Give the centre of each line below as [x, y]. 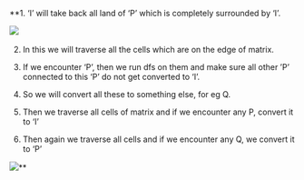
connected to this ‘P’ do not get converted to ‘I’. [111, 77]
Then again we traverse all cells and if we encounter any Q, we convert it [158, 139]
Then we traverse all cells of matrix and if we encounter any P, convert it [158, 112]
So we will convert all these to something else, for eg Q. [127, 94]
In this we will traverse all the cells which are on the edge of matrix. [148, 50]
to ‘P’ [32, 149]
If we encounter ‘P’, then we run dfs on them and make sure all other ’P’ [156, 67]
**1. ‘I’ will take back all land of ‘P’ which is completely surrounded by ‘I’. [145, 13]
